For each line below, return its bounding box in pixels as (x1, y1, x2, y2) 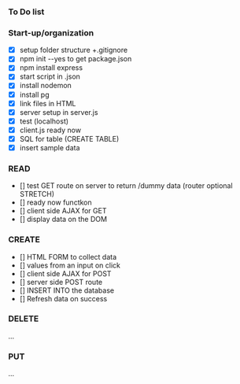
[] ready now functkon (19, 198, 92, 207)
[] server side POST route (19, 277, 103, 286)
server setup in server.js (19, 107, 98, 116)
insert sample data (19, 142, 80, 152)
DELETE (8, 313, 39, 324)
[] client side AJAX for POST (19, 268, 112, 278)
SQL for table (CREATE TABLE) (19, 134, 120, 143)
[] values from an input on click (19, 260, 120, 270)
